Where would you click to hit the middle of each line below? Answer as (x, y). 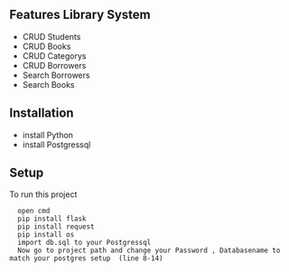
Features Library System (80, 15)
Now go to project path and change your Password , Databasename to (149, 251)
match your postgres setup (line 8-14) (87, 258)
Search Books (48, 84)
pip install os (46, 235)
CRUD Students (51, 36)
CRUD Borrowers (54, 65)
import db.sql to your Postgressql (84, 243)
